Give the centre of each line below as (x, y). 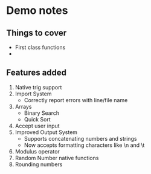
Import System (33, 94)
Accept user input (37, 126)
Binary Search (42, 113)
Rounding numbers (39, 164)
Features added (37, 73)
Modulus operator (37, 151)
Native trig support (38, 87)
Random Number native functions (57, 158)
